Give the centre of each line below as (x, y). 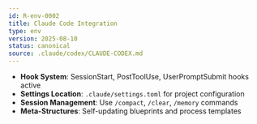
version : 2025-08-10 (43, 38)
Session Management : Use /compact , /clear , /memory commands (129, 103)
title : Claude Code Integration (63, 24)
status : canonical (39, 46)
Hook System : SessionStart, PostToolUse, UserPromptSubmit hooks (135, 77)
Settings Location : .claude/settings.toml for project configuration (132, 94)
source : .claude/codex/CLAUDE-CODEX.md (76, 53)
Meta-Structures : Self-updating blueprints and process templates (131, 111)
